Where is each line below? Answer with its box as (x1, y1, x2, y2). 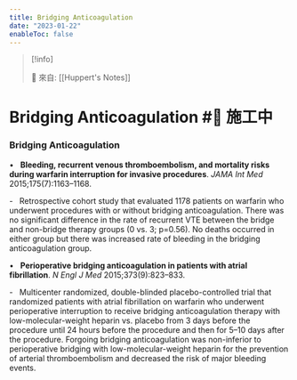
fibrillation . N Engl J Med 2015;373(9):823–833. (9, 269, 186, 280)
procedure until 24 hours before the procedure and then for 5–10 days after (9, 324, 285, 335)
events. (9, 362, 36, 373)
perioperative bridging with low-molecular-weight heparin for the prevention (9, 344, 289, 354)
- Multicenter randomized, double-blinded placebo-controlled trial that (9, 287, 272, 297)
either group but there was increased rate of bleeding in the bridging (9, 233, 261, 244)
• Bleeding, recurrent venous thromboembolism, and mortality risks (9, 159, 270, 170)
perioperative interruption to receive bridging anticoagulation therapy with (9, 305, 280, 316)
